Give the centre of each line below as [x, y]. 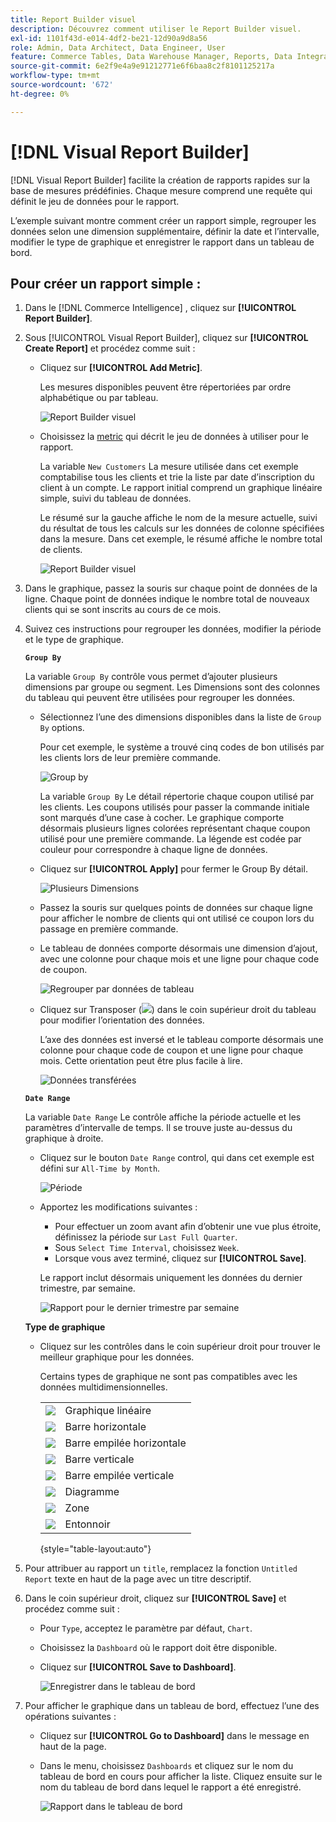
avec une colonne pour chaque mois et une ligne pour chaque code [179, 959]
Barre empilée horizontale [125, 1443]
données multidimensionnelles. [103, 1387]
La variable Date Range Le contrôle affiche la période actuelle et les [163, 1117]
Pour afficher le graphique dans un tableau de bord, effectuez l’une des [172, 1706]
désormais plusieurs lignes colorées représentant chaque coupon [175, 828]
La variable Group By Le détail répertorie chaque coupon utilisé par [177, 797]
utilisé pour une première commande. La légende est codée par [170, 839]
